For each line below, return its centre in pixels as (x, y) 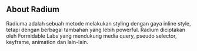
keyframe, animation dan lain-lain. (47, 42)
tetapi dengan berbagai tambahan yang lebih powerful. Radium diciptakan (96, 30)
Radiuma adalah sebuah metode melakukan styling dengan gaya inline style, (98, 23)
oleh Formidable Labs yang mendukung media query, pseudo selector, (91, 36)
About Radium (33, 10)
